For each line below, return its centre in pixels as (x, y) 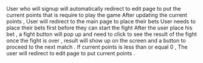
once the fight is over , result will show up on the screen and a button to (96, 40)
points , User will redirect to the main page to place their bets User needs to (101, 21)
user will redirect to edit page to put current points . (71, 53)
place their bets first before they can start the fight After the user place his (99, 28)
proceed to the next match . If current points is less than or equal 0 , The (97, 47)
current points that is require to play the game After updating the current (97, 15)
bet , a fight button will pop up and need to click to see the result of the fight (102, 34)
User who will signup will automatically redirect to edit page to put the (94, 9)
